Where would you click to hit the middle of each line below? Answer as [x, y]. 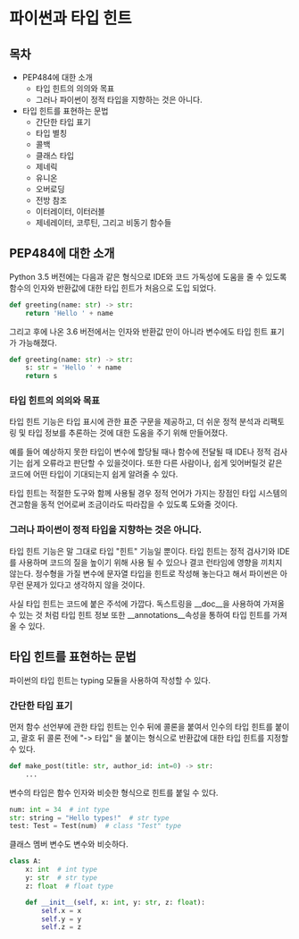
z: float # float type [70, 886]
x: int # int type [62, 870]
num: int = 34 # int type [59, 809]
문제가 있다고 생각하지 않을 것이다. [85, 584]
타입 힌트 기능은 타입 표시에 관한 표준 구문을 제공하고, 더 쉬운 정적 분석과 [135, 422]
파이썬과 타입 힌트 [71, 18]
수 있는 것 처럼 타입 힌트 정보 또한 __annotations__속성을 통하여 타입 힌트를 [140, 614]
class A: [25, 861]
